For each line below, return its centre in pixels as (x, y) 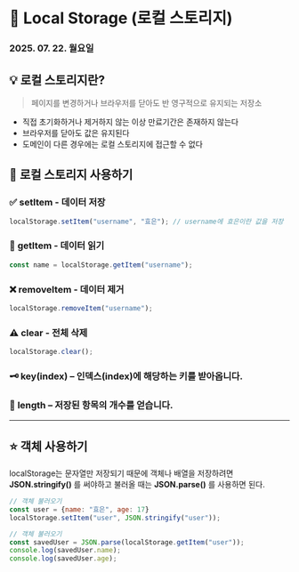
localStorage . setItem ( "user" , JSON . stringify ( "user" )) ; (115, 518)
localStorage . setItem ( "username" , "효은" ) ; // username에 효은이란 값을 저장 (146, 222)
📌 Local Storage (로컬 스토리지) (121, 18)
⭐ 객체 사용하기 (48, 446)
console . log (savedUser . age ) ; (63, 559)
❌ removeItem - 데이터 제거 (67, 289)
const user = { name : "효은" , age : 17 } (79, 509)
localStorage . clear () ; (51, 352)
